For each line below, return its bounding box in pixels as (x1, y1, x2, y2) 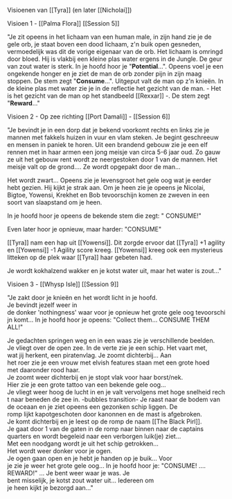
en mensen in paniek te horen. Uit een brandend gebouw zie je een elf (7, 141, 208, 148)
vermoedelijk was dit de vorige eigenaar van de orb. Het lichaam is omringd (7, 48, 224, 55)
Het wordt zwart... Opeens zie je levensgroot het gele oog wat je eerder (7, 176, 211, 184)
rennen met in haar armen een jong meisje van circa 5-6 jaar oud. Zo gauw (7, 148, 221, 156)
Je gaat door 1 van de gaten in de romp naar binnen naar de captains (7, 425, 204, 432)
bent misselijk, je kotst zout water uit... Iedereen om (7, 476, 154, 484)
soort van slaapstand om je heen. (7, 198, 102, 207)
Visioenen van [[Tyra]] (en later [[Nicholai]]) (7, 6, 132, 14)
